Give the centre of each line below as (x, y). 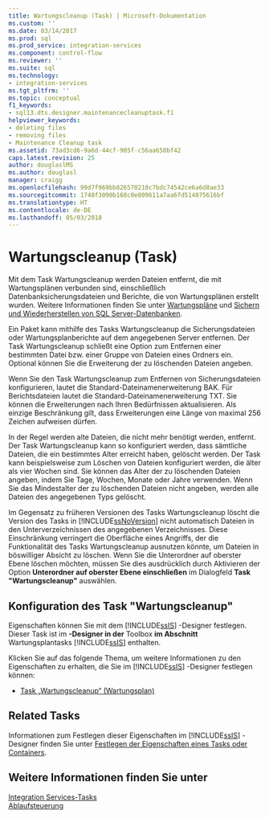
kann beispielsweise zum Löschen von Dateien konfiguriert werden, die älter (134, 463)
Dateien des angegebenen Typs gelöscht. (77, 497)
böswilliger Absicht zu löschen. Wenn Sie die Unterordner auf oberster (125, 555)
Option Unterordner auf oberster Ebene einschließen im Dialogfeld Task (130, 572)
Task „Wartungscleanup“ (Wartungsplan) (87, 691)
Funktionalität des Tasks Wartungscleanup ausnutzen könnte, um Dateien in (134, 546)
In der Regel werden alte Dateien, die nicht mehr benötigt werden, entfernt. (132, 437)
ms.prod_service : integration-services (75, 46)
